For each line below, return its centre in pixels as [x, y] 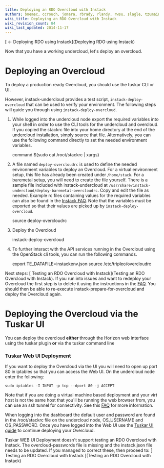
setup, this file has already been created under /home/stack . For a [78, 175]
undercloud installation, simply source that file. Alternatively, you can [82, 135]
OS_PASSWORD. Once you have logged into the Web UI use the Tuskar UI [79, 425]
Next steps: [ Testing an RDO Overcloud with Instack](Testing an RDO [75, 273]
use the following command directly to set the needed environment [80, 140]
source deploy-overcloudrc [40, 221]
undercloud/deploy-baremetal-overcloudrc [55, 191]
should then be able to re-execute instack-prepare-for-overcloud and [75, 289]
